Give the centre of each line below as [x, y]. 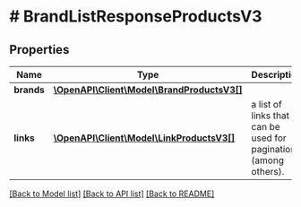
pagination [274, 149]
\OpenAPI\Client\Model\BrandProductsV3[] [148, 90]
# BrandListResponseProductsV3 [136, 17]
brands [29, 90]
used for [269, 138]
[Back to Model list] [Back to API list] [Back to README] [112, 194]
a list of [267, 104]
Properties [39, 50]
